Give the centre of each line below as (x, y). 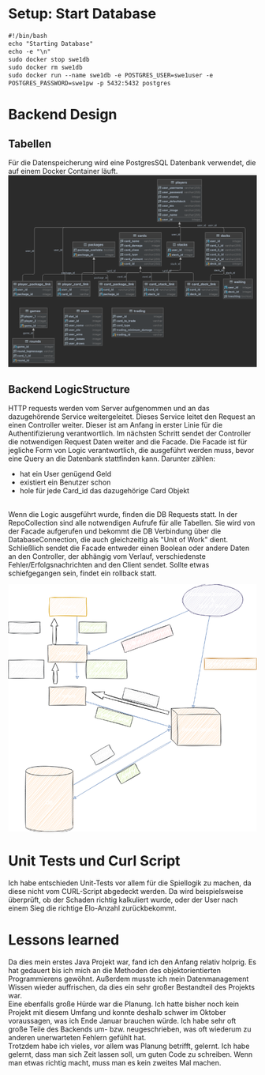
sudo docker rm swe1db (45, 67)
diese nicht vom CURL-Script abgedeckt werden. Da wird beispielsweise (126, 891)
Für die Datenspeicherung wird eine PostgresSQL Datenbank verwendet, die (132, 162)
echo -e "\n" (30, 51)
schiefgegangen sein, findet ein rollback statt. (82, 573)
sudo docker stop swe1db (49, 59)
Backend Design (63, 115)
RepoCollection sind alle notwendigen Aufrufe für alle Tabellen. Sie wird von (132, 523)
